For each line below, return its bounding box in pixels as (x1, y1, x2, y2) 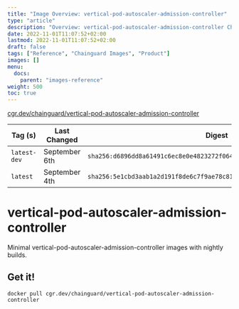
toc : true (7, 90, 37, 97)
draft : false (7, 43, 46, 50)
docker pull (7, 290, 43, 297)
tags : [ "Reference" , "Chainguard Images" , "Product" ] (7, 50, 171, 58)
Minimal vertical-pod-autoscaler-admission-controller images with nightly (7, 243, 224, 252)
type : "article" (7, 17, 55, 24)
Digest (205, 131, 228, 141)
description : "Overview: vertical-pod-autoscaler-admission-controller (7, 23, 224, 31)
